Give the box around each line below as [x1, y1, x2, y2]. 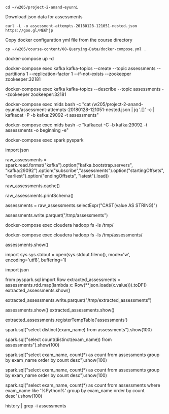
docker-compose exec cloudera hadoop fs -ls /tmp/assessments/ [5, 232, 143, 238]
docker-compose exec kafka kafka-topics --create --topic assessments [5, 65, 156, 71]
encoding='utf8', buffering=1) [5, 257, 67, 263]
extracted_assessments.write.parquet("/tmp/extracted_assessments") [5, 297, 152, 303]
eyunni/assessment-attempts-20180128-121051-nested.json [5, 107, 130, 113]
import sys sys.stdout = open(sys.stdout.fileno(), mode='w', [5, 252, 130, 257]
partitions [5, 71, 25, 77]
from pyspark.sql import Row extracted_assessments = [5, 277, 121, 283]
